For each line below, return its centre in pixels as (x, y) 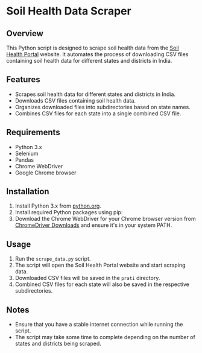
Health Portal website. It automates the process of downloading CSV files (97, 54)
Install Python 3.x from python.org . (58, 206)
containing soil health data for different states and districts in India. (89, 61)
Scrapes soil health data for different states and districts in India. (95, 94)
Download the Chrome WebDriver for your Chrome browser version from (105, 219)
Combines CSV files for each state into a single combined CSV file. (98, 113)
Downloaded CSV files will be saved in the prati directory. (87, 278)
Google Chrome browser (46, 173)
